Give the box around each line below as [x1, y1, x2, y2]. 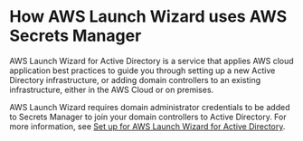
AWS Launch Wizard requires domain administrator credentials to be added [9, 101, 290, 112]
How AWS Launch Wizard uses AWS [9, 6, 288, 27]
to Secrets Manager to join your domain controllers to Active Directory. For [9, 111, 287, 122]
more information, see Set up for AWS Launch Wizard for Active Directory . [9, 120, 286, 132]
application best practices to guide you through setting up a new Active [9, 65, 276, 76]
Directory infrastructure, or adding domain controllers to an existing [9, 74, 260, 85]
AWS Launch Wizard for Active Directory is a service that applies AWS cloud [9, 55, 294, 66]
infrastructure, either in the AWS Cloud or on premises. [9, 84, 214, 95]
